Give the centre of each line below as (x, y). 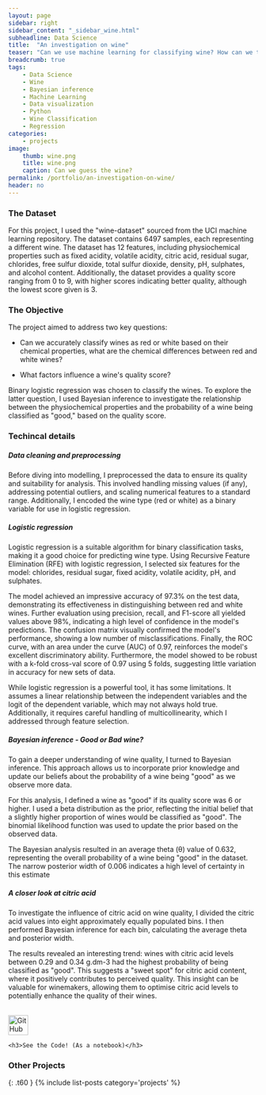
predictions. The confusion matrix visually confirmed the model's (114, 630)
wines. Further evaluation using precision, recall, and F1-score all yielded (127, 613)
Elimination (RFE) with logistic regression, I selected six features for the (124, 564)
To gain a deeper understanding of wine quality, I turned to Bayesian (120, 760)
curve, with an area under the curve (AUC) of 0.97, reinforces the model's (128, 647)
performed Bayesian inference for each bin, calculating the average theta (127, 930)
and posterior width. (41, 939)
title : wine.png (49, 164)
